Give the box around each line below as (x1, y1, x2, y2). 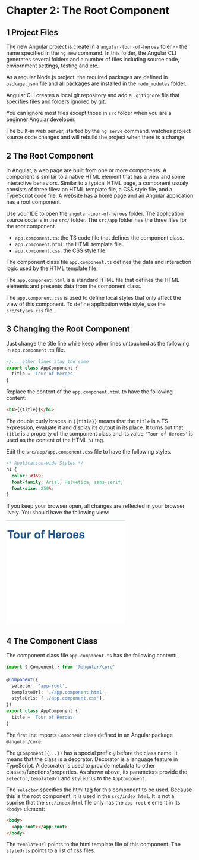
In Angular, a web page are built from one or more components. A (6, 166, 167, 173)
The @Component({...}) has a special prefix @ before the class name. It (6, 749, 178, 756)
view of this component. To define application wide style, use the (6, 300, 166, 308)
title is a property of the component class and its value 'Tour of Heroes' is (6, 430, 193, 437)
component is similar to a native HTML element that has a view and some (6, 173, 185, 180)
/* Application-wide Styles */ (6, 460, 84, 466)
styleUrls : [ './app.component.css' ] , (11, 696, 105, 701)
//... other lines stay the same (6, 358, 89, 364)
